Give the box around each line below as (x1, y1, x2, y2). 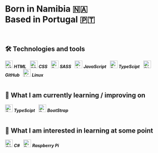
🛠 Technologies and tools (5, 45, 85, 53)
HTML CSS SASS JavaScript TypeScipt (14, 63, 140, 69)
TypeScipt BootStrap (14, 107, 69, 113)
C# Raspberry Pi (14, 143, 59, 149)
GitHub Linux (5, 72, 44, 78)
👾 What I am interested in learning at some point (5, 126, 153, 135)
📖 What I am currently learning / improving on (5, 91, 146, 100)
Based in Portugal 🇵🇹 (5, 14, 95, 25)
